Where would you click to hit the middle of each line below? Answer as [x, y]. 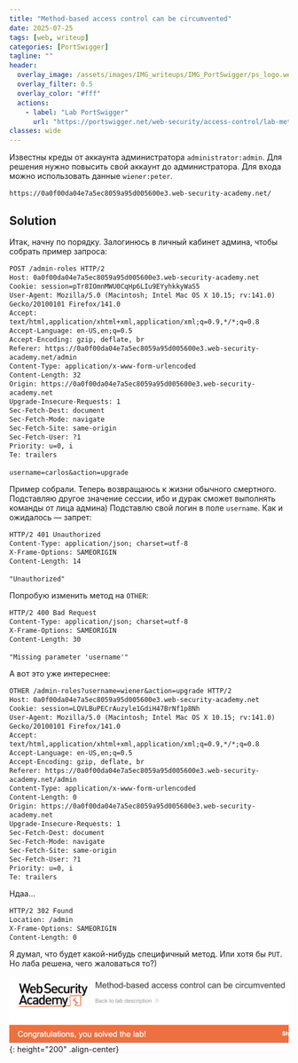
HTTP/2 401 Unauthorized [55, 535]
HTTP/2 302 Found [41, 911]
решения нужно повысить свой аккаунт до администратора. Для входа [145, 167]
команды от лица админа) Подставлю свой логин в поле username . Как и [146, 508]
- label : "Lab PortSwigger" [77, 112]
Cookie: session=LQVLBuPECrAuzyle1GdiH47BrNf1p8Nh [105, 708]
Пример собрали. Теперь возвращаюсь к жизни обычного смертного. [143, 489]
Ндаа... [22, 893]
